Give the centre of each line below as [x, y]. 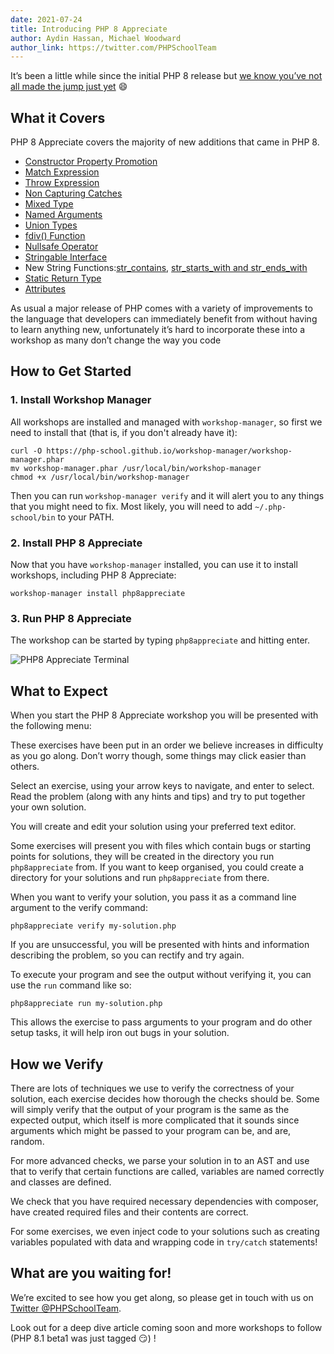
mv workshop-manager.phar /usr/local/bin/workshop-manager [136, 468]
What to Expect [59, 691]
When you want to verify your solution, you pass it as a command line [153, 897]
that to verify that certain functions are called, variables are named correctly [167, 1171]
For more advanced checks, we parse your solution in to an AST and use [160, 1160]
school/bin [33, 517]
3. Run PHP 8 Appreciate [71, 618]
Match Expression [62, 172]
